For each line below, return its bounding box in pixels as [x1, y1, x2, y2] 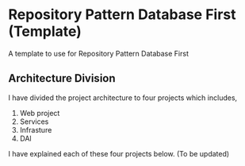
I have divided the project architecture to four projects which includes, [8, 93, 238, 102]
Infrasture [19, 125, 52, 134]
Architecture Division [8, 71, 117, 85]
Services [19, 117, 49, 126]
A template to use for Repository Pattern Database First [8, 48, 189, 58]
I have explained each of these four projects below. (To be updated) [8, 149, 230, 158]
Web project [19, 108, 60, 118]
